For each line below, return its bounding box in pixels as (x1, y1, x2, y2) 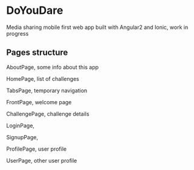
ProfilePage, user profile (6, 145, 67, 153)
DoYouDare (6, 4, 63, 17)
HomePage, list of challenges (6, 75, 80, 82)
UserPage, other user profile (6, 157, 77, 164)
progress (6, 30, 29, 37)
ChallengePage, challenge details (6, 110, 89, 118)
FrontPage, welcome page (6, 98, 72, 105)
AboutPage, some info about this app (6, 63, 99, 71)
